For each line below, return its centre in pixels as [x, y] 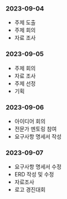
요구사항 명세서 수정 [38, 167]
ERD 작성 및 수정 [34, 175]
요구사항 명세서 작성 [38, 136]
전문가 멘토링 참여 [35, 129]
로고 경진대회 [30, 190]
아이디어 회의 [30, 121]
